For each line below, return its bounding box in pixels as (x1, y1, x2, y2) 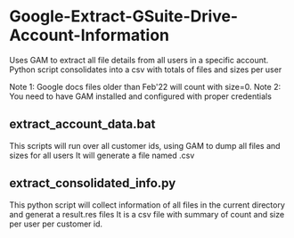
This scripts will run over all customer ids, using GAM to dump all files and (9, 140, 281, 151)
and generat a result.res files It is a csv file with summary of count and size (9, 209, 285, 219)
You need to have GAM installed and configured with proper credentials (9, 91, 272, 102)
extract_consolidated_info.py (9, 176, 176, 191)
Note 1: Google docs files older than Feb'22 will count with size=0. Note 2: (9, 81, 282, 92)
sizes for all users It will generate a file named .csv (9, 150, 195, 160)
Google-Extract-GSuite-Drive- (9, 6, 239, 27)
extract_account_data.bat (9, 117, 156, 132)
